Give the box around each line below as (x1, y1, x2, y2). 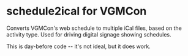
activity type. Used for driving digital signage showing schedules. (6, 30, 171, 38)
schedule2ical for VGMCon (6, 4, 147, 18)
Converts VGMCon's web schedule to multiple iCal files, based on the (6, 24, 182, 32)
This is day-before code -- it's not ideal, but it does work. (6, 43, 151, 50)
